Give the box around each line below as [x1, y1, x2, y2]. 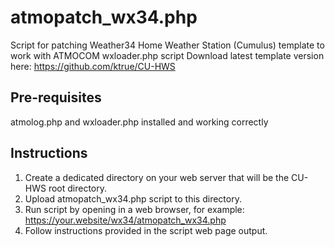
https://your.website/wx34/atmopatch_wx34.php [24, 214, 227, 226]
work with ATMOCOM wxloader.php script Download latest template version [10, 49, 325, 61]
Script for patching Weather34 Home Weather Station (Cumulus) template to [10, 39, 325, 51]
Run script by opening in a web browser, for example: [24, 203, 245, 215]
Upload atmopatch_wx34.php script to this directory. [24, 192, 242, 205]
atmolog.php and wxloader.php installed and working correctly [10, 116, 269, 128]
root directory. [48, 182, 108, 194]
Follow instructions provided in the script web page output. [24, 224, 268, 236]
